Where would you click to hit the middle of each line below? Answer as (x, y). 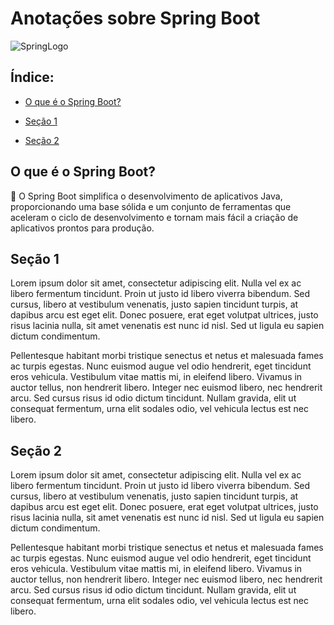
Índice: (32, 77)
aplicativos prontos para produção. (82, 228)
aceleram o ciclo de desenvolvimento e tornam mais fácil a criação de (154, 217)
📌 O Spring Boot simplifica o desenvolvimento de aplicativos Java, (146, 196)
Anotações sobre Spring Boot (135, 18)
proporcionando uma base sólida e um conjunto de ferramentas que (151, 206)
